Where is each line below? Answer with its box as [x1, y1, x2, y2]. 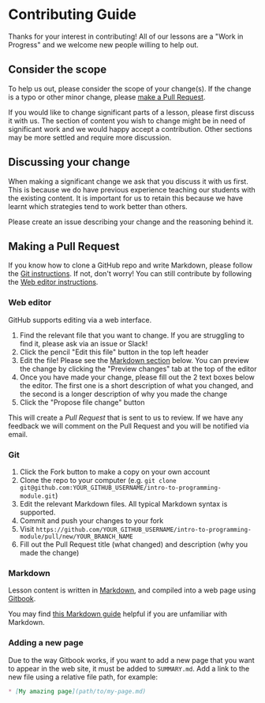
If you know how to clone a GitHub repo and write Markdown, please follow [8, 260, 253, 270]
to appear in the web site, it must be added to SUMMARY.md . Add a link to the [8, 664, 250, 673]
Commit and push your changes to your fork [19, 515, 164, 525]
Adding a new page [8, 638, 84, 649]
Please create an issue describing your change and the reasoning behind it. [8, 217, 254, 226]
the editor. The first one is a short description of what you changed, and [19, 380, 254, 390]
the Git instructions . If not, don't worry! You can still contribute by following [8, 269, 252, 279]
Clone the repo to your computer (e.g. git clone [19, 475, 177, 484]
